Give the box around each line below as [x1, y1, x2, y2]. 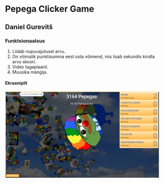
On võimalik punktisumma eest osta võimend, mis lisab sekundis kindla [12, 54, 155, 59]
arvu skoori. [12, 58, 37, 64]
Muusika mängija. [12, 69, 48, 75]
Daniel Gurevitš [5, 23, 53, 31]
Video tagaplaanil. [12, 64, 49, 70]
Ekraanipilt [5, 80, 28, 86]
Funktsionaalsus [5, 37, 45, 44]
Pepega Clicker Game [5, 3, 94, 15]
